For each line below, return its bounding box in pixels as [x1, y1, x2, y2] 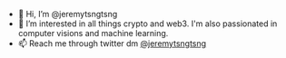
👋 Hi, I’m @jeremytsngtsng [17, 9, 118, 19]
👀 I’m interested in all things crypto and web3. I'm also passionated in [17, 18, 278, 29]
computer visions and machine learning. [17, 28, 169, 38]
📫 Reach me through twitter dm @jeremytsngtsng [17, 38, 207, 49]
